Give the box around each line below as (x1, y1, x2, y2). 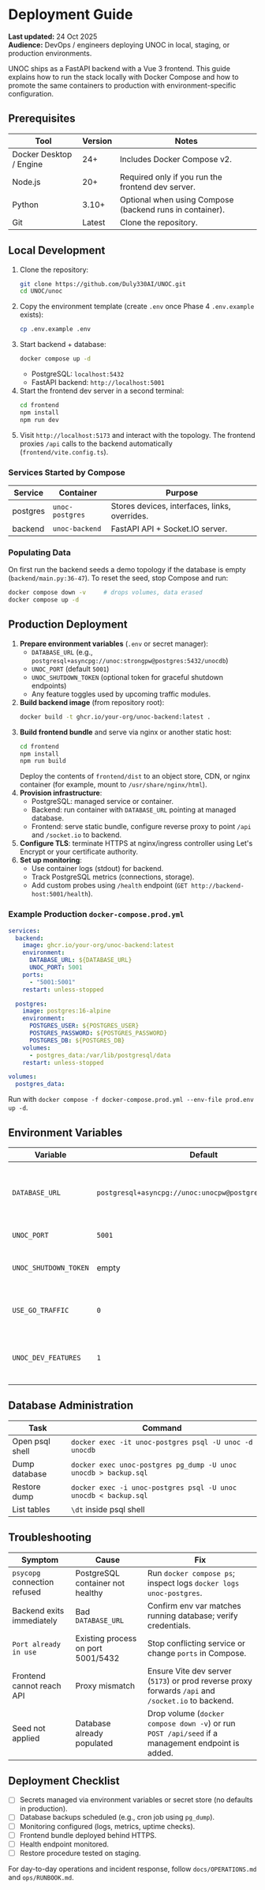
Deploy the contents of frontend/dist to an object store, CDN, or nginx (19, 771, 251, 781)
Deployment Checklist (8, 1774, 120, 1787)
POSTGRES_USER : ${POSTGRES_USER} (28, 1022, 140, 1030)
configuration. (8, 89, 54, 98)
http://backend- (190, 882, 244, 890)
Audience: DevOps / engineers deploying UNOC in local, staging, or (8, 40, 230, 49)
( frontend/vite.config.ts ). (19, 447, 109, 456)
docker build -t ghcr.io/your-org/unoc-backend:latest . (19, 713, 211, 721)
